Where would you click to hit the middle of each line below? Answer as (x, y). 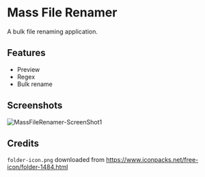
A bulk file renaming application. (52, 31)
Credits (23, 143)
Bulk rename (35, 84)
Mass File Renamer (62, 13)
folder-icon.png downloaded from (56, 160)
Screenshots (35, 106)
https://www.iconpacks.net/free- (152, 160)
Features (26, 53)
